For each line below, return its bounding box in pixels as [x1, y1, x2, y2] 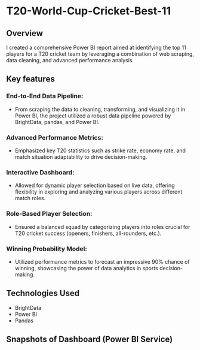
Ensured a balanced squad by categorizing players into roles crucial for [14, 223, 190, 230]
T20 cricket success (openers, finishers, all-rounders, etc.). [14, 230, 162, 237]
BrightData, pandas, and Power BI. [14, 118, 100, 125]
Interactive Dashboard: [6, 168, 75, 176]
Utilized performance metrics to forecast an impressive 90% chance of [14, 258, 190, 265]
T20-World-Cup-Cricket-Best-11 [6, 4, 171, 18]
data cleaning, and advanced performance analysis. [6, 57, 134, 64]
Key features [6, 74, 55, 85]
